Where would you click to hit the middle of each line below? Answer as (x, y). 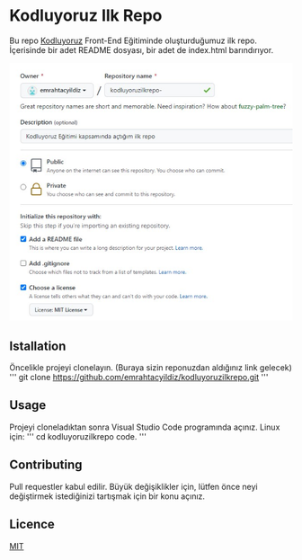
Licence (32, 524)
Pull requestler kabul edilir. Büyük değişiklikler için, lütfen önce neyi (133, 486)
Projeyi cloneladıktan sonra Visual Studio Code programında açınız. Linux (145, 427)
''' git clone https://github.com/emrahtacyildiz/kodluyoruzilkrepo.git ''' (139, 378)
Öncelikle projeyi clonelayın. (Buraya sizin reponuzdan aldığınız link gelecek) (151, 368)
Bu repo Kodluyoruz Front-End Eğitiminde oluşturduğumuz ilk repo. (133, 40)
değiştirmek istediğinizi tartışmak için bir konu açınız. (107, 496)
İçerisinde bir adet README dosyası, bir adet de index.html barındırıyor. (142, 49)
